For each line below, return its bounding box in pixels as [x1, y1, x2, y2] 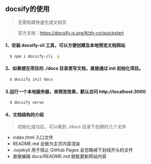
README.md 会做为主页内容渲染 [12, 141, 80, 147]
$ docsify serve [10, 100, 44, 105]
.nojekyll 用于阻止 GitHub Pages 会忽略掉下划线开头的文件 [12, 147, 133, 153]
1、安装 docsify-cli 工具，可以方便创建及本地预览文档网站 [5, 42, 125, 48]
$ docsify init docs [10, 77, 53, 82]
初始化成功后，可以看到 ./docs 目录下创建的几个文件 [17, 124, 127, 130]
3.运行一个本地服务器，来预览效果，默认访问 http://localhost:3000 [5, 88, 146, 94]
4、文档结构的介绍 [5, 112, 44, 118]
